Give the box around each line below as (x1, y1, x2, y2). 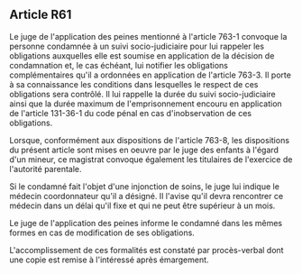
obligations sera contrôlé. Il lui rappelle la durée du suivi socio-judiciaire (9, 88, 277, 99)
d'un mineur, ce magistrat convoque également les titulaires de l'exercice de (9, 153, 293, 165)
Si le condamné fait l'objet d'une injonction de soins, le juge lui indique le (9, 180, 279, 192)
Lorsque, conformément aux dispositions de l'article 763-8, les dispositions (9, 134, 290, 145)
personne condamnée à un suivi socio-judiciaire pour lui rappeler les (9, 41, 264, 51)
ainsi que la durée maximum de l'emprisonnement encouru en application (9, 98, 282, 109)
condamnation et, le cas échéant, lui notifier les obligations (9, 59, 228, 70)
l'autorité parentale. (9, 163, 83, 174)
